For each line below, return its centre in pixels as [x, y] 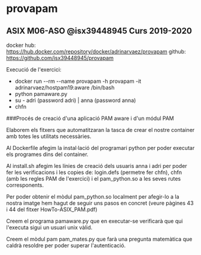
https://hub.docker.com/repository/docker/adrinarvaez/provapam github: [96, 52]
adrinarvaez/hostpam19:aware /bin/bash [65, 88]
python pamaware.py [41, 94]
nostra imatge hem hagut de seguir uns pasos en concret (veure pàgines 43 [100, 203]
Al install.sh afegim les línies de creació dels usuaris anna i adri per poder [97, 166]
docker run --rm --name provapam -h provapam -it [78, 81]
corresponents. [25, 185]
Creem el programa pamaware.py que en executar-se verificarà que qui [95, 221]
